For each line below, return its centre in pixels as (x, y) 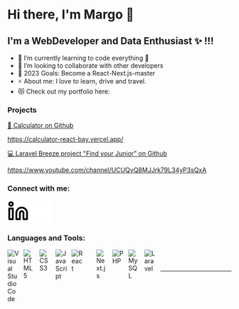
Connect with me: (39, 188)
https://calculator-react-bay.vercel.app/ (65, 139)
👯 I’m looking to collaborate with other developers (90, 66)
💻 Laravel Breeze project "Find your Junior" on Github (87, 153)
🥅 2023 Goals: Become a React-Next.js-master (86, 73)
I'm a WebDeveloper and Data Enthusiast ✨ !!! (111, 41)
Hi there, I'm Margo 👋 (71, 15)
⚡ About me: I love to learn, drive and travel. (82, 81)
